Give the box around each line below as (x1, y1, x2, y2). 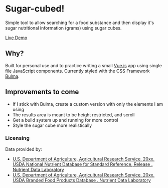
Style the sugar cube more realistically (12, 122, 92, 128)
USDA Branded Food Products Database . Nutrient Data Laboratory (12, 177, 151, 183)
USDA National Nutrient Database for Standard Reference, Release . (12, 161, 153, 167)
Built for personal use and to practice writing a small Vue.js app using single (5, 62, 162, 68)
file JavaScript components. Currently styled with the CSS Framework (5, 68, 150, 74)
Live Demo (5, 35, 28, 41)
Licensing (5, 135, 30, 142)
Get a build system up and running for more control (12, 117, 119, 123)
